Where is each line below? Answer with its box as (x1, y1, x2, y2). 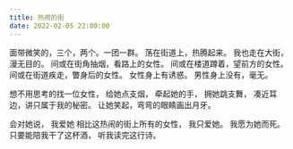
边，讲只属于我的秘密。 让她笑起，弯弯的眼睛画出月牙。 (9, 99, 216, 110)
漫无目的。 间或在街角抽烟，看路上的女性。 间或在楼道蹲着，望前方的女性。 (9, 58, 289, 69)
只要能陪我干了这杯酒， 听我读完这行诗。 (9, 129, 161, 140)
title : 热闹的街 (9, 12, 65, 22)
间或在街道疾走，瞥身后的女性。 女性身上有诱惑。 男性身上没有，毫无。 (9, 69, 273, 80)
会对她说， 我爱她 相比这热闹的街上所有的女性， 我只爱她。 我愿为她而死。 (9, 118, 285, 129)
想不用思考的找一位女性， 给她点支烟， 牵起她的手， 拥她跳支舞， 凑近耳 (9, 88, 278, 99)
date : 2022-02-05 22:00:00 (9, 21, 110, 30)
